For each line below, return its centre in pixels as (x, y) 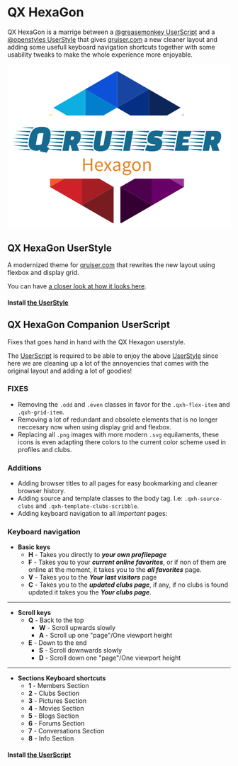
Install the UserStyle (38, 303)
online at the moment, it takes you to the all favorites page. (115, 570)
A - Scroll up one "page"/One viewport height (105, 636)
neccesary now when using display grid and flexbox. (95, 427)
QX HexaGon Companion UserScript (89, 325)
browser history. (41, 491)
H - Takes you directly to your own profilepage (97, 555)
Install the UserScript (39, 755)
